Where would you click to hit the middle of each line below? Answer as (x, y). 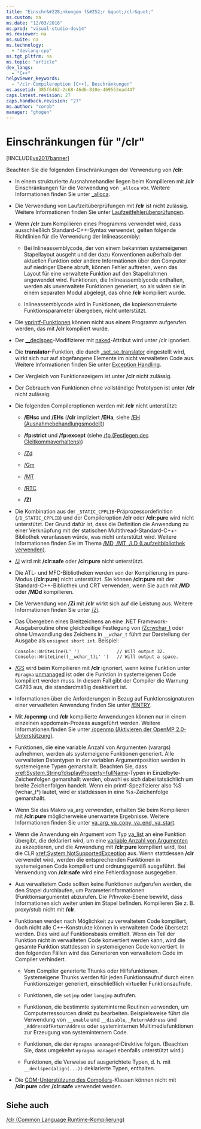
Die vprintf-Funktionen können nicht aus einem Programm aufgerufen (100, 322)
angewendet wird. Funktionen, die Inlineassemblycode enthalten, (104, 280)
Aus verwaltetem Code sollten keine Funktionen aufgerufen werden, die (103, 884)
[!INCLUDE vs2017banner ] (38, 158)
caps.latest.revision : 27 (38, 95)
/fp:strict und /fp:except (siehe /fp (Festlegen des (86, 436)
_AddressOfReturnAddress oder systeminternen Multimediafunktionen (108, 1026)
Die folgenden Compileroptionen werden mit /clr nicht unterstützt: (96, 406)
